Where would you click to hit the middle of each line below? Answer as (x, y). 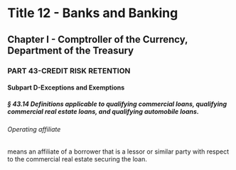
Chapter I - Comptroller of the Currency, (98, 39)
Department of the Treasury (71, 50)
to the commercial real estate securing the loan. (77, 159)
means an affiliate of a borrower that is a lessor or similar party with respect (118, 152)
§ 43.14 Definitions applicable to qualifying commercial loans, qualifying (117, 104)
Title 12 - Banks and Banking (93, 13)
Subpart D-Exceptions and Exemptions (66, 87)
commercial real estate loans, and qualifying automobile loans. (103, 111)
